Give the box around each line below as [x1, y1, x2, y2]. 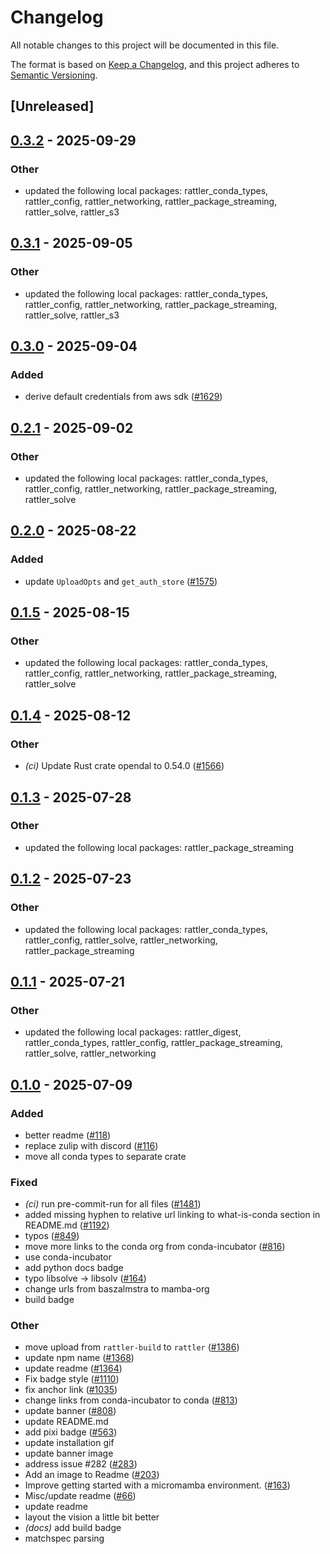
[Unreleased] [10, 98, 95, 115]
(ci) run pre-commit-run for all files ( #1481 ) [24, 1198, 202, 1210]
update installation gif [24, 1437, 115, 1449]
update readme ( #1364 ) [24, 1362, 123, 1375]
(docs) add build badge [24, 1522, 122, 1534]
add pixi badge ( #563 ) [24, 1426, 118, 1438]
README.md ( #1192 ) [24, 1219, 110, 1231]
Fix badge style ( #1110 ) [24, 1373, 120, 1385]
